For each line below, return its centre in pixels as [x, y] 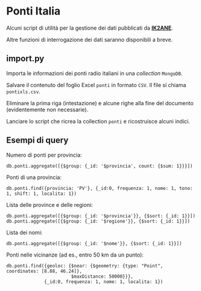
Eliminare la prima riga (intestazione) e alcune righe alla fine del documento [100, 103]
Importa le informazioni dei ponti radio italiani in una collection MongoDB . [94, 73]
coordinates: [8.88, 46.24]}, [44, 271]
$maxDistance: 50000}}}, [102, 276]
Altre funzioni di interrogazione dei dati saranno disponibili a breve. [90, 39]
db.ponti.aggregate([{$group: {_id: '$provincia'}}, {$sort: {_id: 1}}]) [101, 216]
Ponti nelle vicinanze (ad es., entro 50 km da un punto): [75, 255]
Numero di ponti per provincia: [44, 155]
